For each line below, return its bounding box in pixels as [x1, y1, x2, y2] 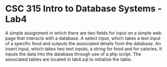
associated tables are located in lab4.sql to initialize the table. [5, 56, 132, 62]
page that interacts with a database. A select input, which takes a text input [5, 35, 160, 41]
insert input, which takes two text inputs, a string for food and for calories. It [5, 46, 162, 52]
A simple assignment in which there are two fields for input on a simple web [5, 30, 162, 36]
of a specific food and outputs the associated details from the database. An [5, 40, 161, 46]
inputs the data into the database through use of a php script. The [5, 51, 141, 57]
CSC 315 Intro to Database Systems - [5, 3, 162, 14]
